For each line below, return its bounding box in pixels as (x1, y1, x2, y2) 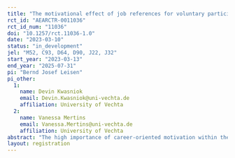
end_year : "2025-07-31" (7, 62, 77, 69)
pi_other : (7, 75, 36, 82)
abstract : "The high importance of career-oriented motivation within (7, 134, 218, 141)
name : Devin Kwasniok (20, 88, 83, 95)
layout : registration (7, 141, 71, 148)
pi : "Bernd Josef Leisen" (7, 69, 83, 76)
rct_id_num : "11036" (7, 23, 68, 30)
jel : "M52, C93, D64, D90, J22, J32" (7, 50, 117, 57)
